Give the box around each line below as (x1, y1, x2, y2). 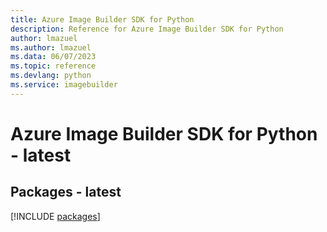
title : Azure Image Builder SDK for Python (10, 14, 195, 25)
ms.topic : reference (10, 61, 97, 71)
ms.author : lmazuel (10, 42, 92, 53)
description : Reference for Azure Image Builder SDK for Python (10, 24, 284, 34)
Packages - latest (10, 184, 122, 201)
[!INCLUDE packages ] (10, 210, 101, 222)
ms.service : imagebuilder (10, 80, 118, 90)
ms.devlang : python (10, 71, 92, 81)
